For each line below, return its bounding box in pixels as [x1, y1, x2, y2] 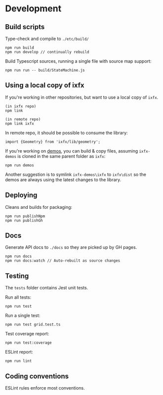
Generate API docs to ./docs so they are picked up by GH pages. [5, 244, 137, 250]
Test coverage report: [5, 331, 49, 337]
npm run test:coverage [5, 340, 52, 346]
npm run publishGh [5, 218, 43, 223]
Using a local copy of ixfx [5, 81, 84, 89]
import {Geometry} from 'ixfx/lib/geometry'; [5, 139, 100, 144]
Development [5, 3, 62, 14]
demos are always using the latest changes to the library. [5, 176, 122, 183]
